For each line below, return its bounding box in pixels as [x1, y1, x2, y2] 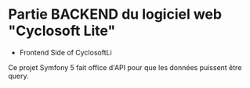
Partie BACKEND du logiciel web [8, 5, 222, 23]
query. [8, 71, 29, 80]
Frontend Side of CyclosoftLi [19, 48, 112, 57]
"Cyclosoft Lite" [8, 22, 116, 40]
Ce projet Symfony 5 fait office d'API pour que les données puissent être [8, 62, 242, 72]
